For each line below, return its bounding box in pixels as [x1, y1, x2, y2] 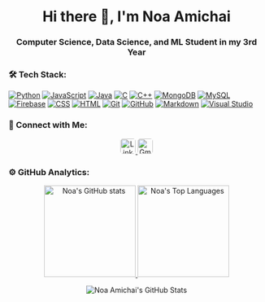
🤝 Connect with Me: [8, 120, 88, 131]
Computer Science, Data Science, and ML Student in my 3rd [15, 37, 258, 48]
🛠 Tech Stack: [8, 69, 67, 81]
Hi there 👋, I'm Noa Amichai [41, 7, 232, 26]
